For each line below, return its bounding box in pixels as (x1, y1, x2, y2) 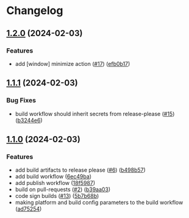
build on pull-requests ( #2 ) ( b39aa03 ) (15, 186, 111, 193)
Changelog (6, 4, 63, 18)
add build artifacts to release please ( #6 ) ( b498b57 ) (15, 166, 146, 174)
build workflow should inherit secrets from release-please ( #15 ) (15, 110, 175, 117)
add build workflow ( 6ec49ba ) (15, 173, 92, 180)
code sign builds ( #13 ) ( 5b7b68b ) (15, 192, 99, 200)
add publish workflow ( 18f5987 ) (15, 180, 96, 187)
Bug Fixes (6, 96, 37, 104)
